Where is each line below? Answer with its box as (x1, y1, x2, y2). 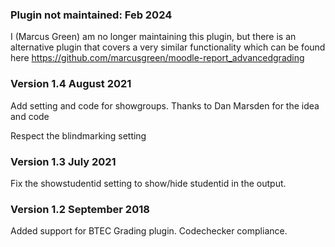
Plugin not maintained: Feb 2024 (10, 8, 173, 22)
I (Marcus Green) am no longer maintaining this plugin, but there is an (10, 31, 297, 43)
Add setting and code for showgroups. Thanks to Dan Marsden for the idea (10, 99, 320, 112)
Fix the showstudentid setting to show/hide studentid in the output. (10, 177, 287, 189)
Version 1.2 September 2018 (10, 202, 150, 216)
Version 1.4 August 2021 (10, 77, 132, 91)
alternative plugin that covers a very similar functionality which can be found (10, 41, 326, 53)
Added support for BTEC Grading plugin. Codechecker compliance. (10, 225, 288, 237)
